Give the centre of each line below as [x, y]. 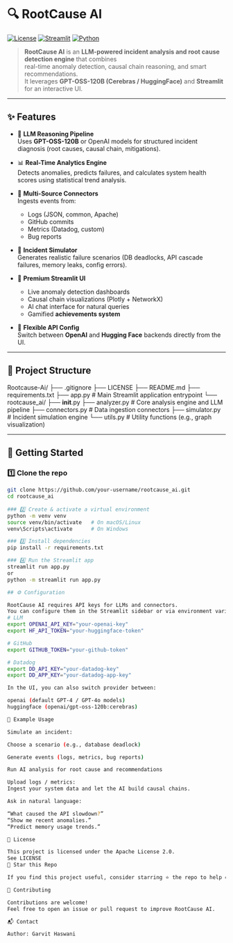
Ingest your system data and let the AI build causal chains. [99, 789]
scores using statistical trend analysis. [72, 180]
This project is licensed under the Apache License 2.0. [91, 852]
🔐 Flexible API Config [48, 327]
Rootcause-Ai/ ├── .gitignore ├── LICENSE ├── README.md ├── [104, 387]
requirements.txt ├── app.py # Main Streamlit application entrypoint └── [112, 395]
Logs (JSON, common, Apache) [73, 214]
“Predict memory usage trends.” [54, 827]
